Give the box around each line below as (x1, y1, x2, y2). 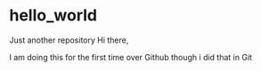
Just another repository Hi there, (9, 35, 129, 45)
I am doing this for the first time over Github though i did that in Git (9, 51, 252, 62)
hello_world (9, 5, 98, 26)
